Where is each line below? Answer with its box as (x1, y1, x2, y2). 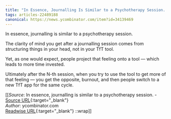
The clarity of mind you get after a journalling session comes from (5, 41, 144, 47)
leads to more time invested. (5, 62, 65, 68)
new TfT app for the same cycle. (5, 82, 74, 88)
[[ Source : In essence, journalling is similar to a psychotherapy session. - (5, 92, 157, 98)
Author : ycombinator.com (5, 103, 59, 109)
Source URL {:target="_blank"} (5, 97, 69, 103)
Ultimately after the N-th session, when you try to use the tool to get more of (5, 71, 166, 77)
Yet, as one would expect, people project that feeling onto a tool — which (5, 56, 159, 62)
